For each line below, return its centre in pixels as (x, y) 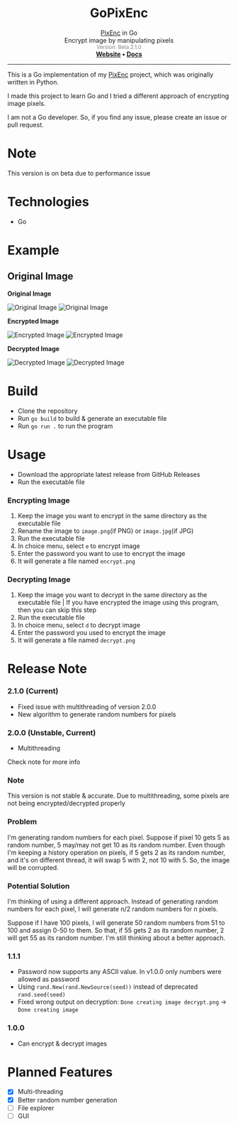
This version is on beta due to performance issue (79, 173)
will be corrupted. (33, 867)
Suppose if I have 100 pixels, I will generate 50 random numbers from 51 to (116, 923)
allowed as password (49, 980)
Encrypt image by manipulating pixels (119, 40)
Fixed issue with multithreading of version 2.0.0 (87, 707)
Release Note (47, 669)
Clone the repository (47, 411)
